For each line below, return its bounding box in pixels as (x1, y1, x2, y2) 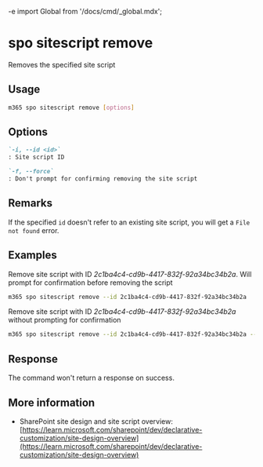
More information (8, 396, 95, 409)
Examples (8, 249, 57, 262)
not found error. (8, 225, 59, 235)
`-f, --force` (8, 168, 55, 176)
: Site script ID (8, 153, 65, 162)
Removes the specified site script (8, 60, 116, 69)
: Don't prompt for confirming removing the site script (8, 175, 198, 183)
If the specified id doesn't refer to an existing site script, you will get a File (8, 217, 250, 227)
